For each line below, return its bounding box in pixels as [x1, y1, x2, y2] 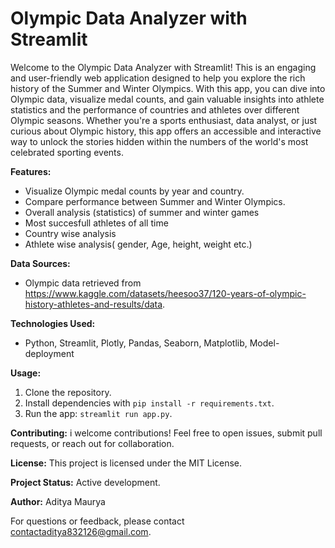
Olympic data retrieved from [24, 277, 142, 289]
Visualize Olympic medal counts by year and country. [24, 185, 245, 197]
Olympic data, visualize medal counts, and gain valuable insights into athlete [10, 93, 325, 105]
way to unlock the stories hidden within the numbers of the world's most [10, 135, 309, 147]
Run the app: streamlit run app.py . [24, 407, 173, 419]
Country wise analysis [24, 227, 117, 239]
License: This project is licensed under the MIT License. [10, 457, 243, 469]
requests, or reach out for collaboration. [10, 437, 175, 449]
